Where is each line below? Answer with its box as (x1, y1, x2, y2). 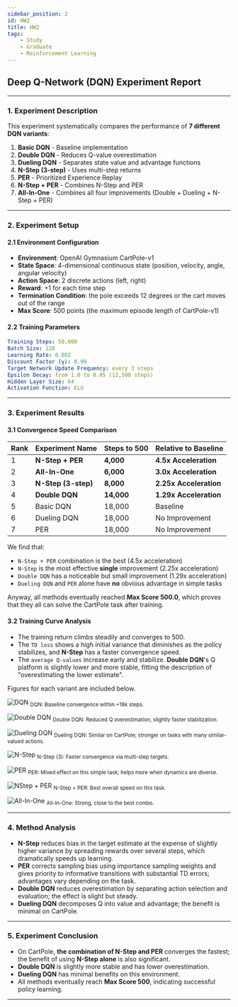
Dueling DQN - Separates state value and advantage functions (17, 158, 201, 167)
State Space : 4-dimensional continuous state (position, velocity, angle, (17, 261, 225, 270)
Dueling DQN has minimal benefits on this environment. (17, 969, 181, 978)
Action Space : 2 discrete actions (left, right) (17, 276, 147, 285)
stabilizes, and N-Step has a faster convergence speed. (17, 647, 181, 656)
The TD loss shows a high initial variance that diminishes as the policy (17, 640, 222, 649)
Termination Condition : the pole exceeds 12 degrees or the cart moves (17, 292, 226, 300)
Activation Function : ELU (7, 385, 84, 392)
